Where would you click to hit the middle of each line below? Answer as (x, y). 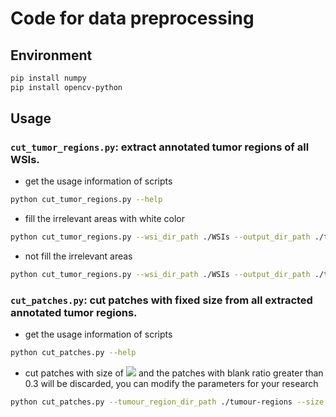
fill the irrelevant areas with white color (105, 219)
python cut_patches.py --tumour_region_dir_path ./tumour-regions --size (167, 402)
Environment (51, 55)
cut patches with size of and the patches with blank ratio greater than (174, 373)
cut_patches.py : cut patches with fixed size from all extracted (161, 300)
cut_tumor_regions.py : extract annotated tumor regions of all (160, 147)
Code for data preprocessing (132, 18)
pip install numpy (48, 78)
